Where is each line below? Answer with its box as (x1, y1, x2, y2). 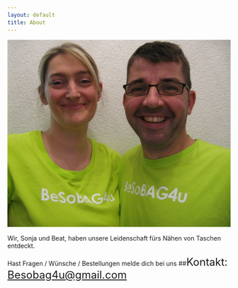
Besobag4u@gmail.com (7, 268, 127, 282)
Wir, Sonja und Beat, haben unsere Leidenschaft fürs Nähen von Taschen (7, 234, 222, 243)
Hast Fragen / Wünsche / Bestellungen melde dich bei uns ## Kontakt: (7, 255, 228, 269)
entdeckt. (7, 241, 35, 250)
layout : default (7, 11, 55, 18)
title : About (7, 18, 46, 26)
